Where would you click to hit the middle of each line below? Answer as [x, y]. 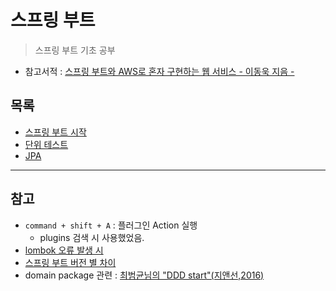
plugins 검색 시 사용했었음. [92, 237]
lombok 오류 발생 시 [64, 250]
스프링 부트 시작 [55, 132]
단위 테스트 [46, 144]
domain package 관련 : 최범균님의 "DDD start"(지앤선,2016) [144, 275]
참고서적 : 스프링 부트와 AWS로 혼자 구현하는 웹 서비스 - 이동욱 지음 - [159, 71]
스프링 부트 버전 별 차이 [70, 262]
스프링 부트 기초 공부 [75, 50]
